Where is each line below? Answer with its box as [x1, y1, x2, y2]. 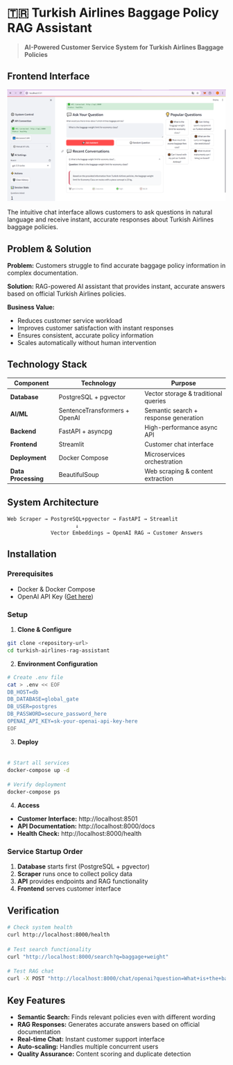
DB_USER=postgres [7, 703, 58, 710]
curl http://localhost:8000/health [7, 932, 110, 939]
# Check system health [7, 924, 73, 931]
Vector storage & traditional [144, 389, 223, 397]
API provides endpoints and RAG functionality [17, 877, 148, 886]
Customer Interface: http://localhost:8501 [17, 814, 138, 823]
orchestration [144, 457, 183, 466]
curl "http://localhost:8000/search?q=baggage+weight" [7, 953, 169, 960]
